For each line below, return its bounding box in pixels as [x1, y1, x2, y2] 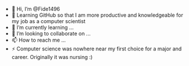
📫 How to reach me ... [11, 36, 66, 43]
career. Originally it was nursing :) [11, 54, 93, 60]
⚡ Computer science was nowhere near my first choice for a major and [11, 45, 182, 52]
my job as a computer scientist [11, 18, 86, 24]
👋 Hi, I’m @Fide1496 [11, 6, 60, 12]
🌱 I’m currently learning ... [11, 24, 74, 31]
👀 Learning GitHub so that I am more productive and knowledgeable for [11, 12, 184, 19]
